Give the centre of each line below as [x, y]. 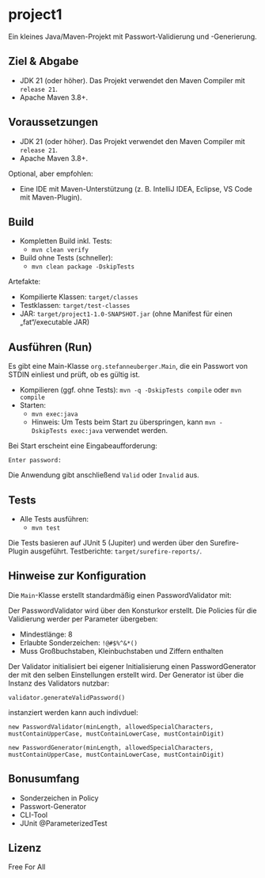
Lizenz [25, 848]
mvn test [46, 528]
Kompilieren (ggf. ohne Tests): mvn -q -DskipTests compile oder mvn [131, 390]
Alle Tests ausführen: [54, 519]
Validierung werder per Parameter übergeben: [83, 618]
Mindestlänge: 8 [46, 634]
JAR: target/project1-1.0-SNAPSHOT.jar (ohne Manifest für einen [126, 314]
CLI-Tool [34, 815]
